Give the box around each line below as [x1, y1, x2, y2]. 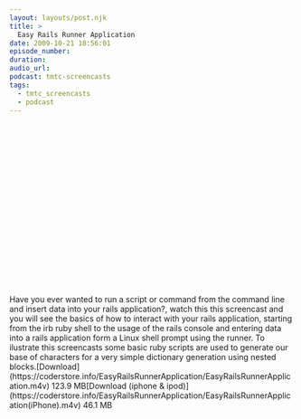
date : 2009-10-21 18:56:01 [9, 38, 111, 48]
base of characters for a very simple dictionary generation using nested [9, 352, 277, 363]
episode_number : [9, 47, 71, 56]
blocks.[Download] [9, 361, 80, 372]
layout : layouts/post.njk [9, 13, 107, 23]
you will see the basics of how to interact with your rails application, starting [9, 313, 293, 324]
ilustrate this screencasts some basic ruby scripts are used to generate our [9, 342, 288, 353]
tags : [9, 81, 30, 90]
